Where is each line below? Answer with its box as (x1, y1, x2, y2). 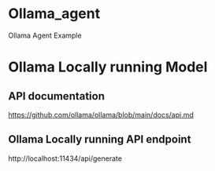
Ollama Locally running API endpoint (8, 133, 191, 146)
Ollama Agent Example (8, 31, 82, 40)
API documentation (8, 89, 105, 103)
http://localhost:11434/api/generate (8, 154, 122, 163)
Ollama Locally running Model (8, 58, 208, 76)
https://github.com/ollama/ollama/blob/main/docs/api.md (8, 110, 195, 119)
